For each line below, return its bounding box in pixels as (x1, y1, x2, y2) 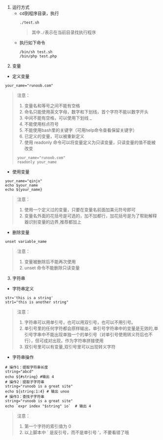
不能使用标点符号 (24, 121, 59, 127)
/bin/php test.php (19, 54, 57, 59)
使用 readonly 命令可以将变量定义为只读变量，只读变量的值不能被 (24, 139, 156, 145)
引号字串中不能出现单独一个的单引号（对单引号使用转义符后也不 (24, 332, 153, 337)
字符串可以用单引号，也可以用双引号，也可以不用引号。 (24, 320, 136, 325)
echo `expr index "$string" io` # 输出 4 (5, 404, 91, 409)
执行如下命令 (19, 40, 45, 46)
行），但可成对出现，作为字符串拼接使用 (24, 338, 104, 344)
